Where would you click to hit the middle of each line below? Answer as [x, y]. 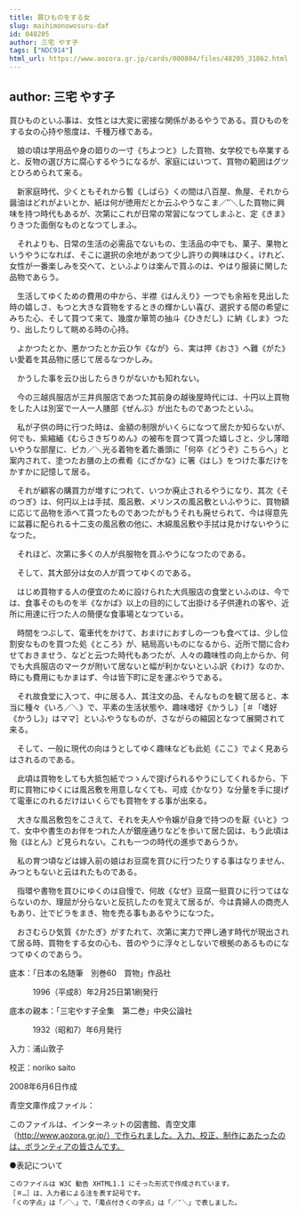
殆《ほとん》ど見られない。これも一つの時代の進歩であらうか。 [126, 841]
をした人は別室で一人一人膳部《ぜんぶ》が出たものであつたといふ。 [134, 408]
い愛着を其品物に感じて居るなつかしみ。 [83, 359]
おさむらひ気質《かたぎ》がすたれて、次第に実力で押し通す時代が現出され [153, 931]
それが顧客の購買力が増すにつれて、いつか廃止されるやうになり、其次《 [149, 490]
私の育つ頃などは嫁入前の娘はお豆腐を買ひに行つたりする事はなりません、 [153, 860]
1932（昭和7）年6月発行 [77, 1029]
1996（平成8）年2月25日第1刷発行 [95, 992]
